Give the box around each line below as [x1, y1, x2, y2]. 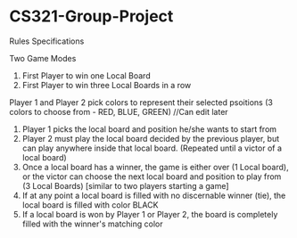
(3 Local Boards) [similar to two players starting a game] [21, 180, 229, 191]
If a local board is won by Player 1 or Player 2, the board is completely [21, 209, 278, 219]
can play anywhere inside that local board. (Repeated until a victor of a [21, 143, 283, 153]
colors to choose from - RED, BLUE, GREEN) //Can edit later [9, 106, 229, 117]
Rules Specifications [9, 36, 85, 46]
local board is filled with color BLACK [21, 199, 159, 210]
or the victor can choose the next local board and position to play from [21, 171, 282, 182]
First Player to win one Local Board [21, 70, 151, 81]
